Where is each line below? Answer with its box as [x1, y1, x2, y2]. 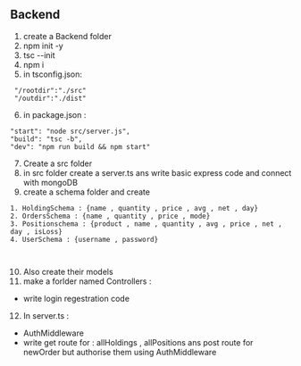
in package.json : [22, 109, 87, 120]
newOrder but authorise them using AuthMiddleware [22, 346, 217, 357]
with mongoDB [22, 177, 79, 187]
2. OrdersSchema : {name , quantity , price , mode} [10, 212, 211, 220]
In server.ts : [22, 310, 70, 320]
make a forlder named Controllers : [22, 276, 152, 287]
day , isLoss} [10, 227, 63, 236]
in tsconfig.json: [22, 69, 83, 79]
